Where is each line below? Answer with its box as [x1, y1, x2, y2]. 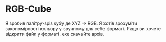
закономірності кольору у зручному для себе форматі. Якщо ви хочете [5, 25, 161, 31]
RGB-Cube [5, 3, 52, 15]
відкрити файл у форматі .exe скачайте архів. [5, 31, 105, 37]
